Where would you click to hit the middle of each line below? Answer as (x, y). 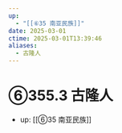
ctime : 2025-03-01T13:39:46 (55, 38)
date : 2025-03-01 (37, 31)
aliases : (23, 46)
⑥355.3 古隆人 (61, 96)
